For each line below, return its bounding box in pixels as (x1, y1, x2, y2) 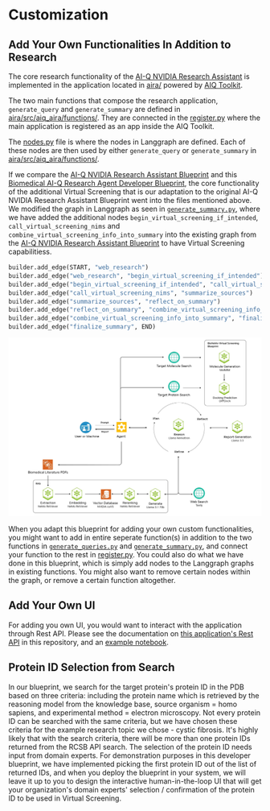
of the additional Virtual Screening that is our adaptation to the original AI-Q (8, 187, 259, 197)
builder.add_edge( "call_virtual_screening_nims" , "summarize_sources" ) (8, 288, 253, 297)
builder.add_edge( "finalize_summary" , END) (8, 323, 157, 331)
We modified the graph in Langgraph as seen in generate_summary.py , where (8, 204, 261, 213)
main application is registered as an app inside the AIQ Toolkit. (8, 122, 215, 130)
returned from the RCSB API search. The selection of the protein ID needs (8, 742, 252, 751)
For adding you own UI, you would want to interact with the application (8, 620, 243, 630)
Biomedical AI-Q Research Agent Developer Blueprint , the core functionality (8, 179, 260, 188)
